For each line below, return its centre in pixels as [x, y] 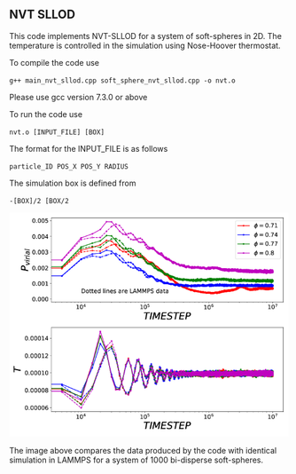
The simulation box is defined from [73, 183]
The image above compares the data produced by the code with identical [143, 450]
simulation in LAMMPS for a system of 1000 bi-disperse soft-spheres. [136, 460]
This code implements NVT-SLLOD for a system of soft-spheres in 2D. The [145, 36]
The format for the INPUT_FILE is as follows [89, 148]
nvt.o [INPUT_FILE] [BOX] [57, 132]
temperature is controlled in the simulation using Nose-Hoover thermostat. [145, 45]
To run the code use [46, 114]
